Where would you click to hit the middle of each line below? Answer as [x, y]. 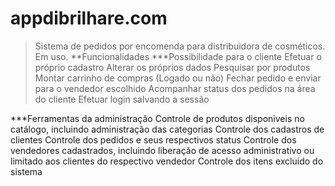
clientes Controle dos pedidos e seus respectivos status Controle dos [153, 139]
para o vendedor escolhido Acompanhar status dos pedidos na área [175, 88]
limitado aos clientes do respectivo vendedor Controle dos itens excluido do [167, 161]
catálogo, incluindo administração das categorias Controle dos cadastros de [167, 129]
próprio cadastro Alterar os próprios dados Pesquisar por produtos [172, 67]
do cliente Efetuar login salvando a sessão [122, 99]
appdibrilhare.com [89, 18]
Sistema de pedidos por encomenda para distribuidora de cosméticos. [180, 46]
